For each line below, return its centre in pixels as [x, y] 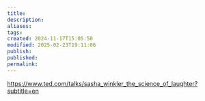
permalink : [23, 64]
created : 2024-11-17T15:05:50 [50, 39]
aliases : [19, 26]
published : [23, 58]
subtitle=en [23, 91]
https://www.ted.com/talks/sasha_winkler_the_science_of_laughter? [102, 83]
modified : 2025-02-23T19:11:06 [52, 45]
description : [26, 20]
